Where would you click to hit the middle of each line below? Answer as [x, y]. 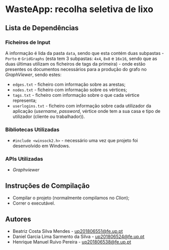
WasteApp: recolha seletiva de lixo [79, 9]
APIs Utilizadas [24, 159]
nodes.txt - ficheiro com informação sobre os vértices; [70, 90]
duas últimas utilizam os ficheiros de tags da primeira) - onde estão [75, 64]
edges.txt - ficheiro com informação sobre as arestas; [69, 84]
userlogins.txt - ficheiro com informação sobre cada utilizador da [82, 106]
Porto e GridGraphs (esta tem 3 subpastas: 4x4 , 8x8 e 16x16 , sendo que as [81, 58]
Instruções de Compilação [47, 186]
